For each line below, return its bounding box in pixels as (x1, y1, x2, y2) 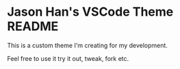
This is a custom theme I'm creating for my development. (7, 41, 168, 49)
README (7, 18, 59, 34)
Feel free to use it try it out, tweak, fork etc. (7, 54, 129, 62)
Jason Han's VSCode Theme (7, 4, 174, 20)
